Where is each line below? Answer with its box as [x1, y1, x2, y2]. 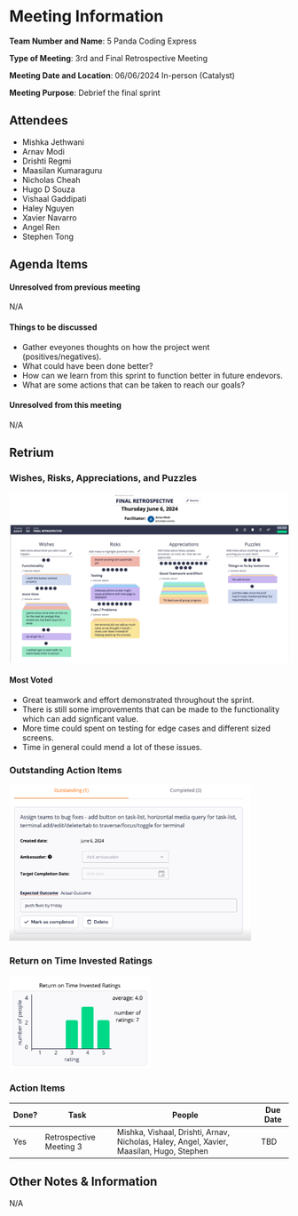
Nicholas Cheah [21, 174, 81, 185]
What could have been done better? [21, 360, 153, 371]
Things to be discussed [9, 322, 98, 332]
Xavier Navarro [21, 212, 77, 223]
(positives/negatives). [21, 351, 102, 362]
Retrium [9, 445, 55, 460]
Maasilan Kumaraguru [21, 164, 103, 175]
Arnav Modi [21, 146, 65, 156]
